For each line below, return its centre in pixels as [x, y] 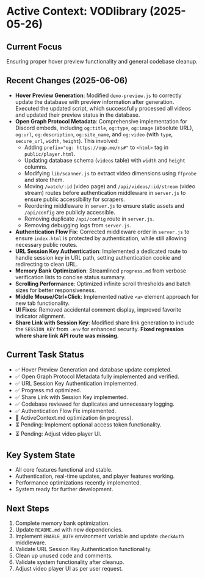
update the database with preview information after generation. [95, 101]
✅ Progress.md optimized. [48, 390]
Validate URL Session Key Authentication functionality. [84, 549]
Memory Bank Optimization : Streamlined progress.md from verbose [101, 271]
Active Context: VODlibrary [77, 11]
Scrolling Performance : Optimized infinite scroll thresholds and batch [103, 284]
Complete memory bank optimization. [63, 523]
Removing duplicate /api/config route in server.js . [89, 219]
